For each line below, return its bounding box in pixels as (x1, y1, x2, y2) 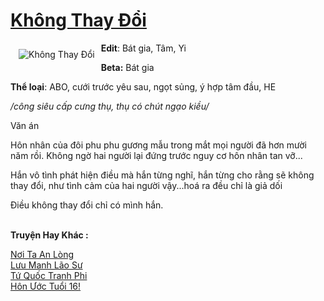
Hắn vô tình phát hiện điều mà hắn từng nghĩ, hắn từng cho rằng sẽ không (10, 169, 315, 181)
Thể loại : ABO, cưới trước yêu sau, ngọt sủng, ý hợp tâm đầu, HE (10, 80, 277, 93)
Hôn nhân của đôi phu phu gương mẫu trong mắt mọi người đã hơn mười (10, 139, 307, 151)
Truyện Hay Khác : (10, 229, 89, 241)
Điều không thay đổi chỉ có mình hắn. (10, 199, 164, 211)
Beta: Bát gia (100, 61, 155, 73)
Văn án (10, 119, 40, 131)
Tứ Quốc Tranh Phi (10, 269, 88, 281)
